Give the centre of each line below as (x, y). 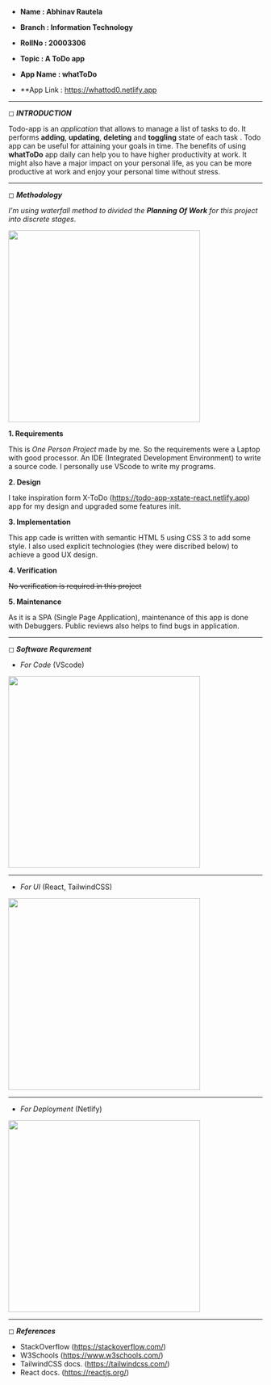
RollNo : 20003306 (53, 43)
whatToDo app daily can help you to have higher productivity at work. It (128, 154)
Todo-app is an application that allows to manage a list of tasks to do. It (127, 129)
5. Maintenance (35, 602)
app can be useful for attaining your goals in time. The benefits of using (127, 146)
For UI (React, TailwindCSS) (66, 887)
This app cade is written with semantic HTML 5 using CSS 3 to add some (130, 537)
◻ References (32, 1331)
